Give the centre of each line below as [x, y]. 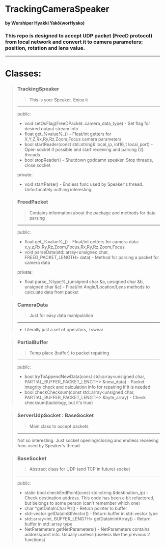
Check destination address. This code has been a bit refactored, [89, 498]
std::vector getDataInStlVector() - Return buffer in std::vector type [91, 514]
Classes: [23, 73]
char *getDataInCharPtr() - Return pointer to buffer [76, 508]
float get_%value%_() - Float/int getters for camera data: [82, 241]
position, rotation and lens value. [45, 48]
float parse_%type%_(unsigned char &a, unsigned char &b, [84, 282]
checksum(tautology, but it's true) [59, 403]
